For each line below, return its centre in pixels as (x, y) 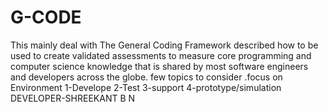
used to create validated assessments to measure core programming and (161, 55)
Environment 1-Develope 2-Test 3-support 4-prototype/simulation (146, 87)
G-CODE (46, 17)
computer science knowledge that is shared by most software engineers (159, 66)
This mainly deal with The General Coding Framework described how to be (164, 45)
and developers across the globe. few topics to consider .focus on (146, 77)
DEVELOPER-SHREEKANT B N (73, 98)
